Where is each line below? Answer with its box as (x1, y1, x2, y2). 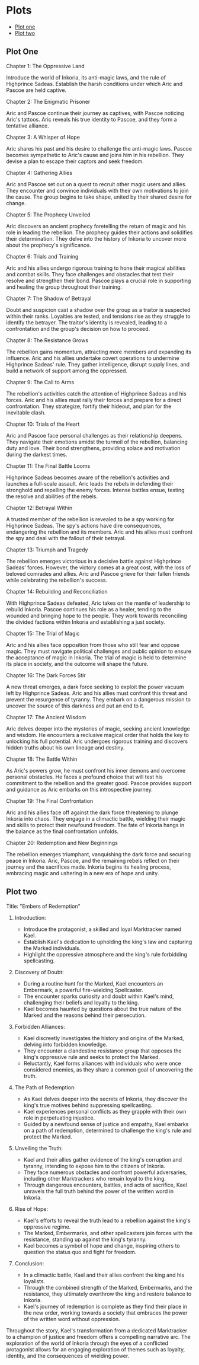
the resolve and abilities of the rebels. (6, 493, 98, 500)
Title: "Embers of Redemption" (6, 902, 81, 910)
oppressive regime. (23, 1223, 71, 1230)
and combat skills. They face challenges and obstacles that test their (6, 270, 174, 278)
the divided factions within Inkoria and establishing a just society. (6, 618, 165, 626)
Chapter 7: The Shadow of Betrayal (6, 295, 92, 302)
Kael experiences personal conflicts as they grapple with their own (23, 1108, 187, 1115)
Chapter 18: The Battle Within (6, 755, 78, 763)
